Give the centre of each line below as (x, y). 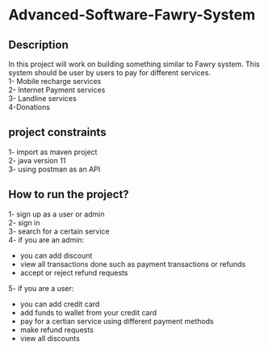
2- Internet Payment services (57, 90)
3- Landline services (42, 98)
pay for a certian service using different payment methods (117, 321)
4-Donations (29, 107)
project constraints (57, 132)
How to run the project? (69, 194)
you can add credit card (60, 304)
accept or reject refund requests (74, 272)
